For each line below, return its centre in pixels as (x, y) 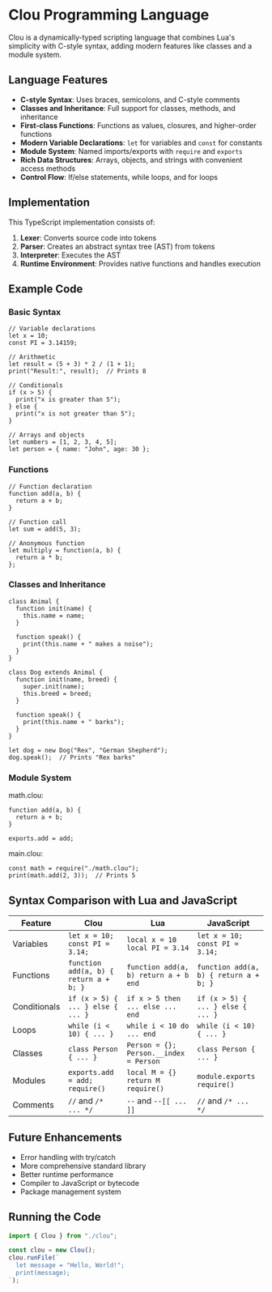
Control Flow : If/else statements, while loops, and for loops (119, 177)
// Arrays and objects (47, 435)
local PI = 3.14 (158, 948)
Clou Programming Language (109, 15)
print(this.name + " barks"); (74, 722)
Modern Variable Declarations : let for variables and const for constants (141, 143)
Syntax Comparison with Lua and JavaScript (123, 900)
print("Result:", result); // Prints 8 (78, 371)
